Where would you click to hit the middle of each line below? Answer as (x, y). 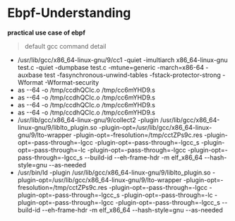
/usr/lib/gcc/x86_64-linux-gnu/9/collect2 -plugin (88, 120)
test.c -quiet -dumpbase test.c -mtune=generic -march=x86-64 (111, 67)
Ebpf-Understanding (69, 13)
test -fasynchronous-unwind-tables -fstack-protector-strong (132, 75)
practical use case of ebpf (47, 32)
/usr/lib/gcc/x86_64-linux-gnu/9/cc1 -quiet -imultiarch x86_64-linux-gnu (122, 60)
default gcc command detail (65, 46)
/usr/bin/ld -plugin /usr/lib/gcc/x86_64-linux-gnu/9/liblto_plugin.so (114, 172)
